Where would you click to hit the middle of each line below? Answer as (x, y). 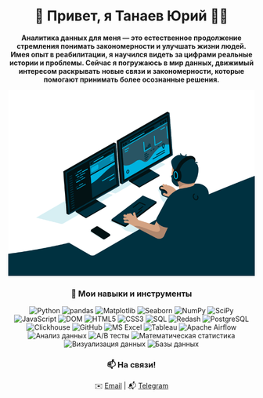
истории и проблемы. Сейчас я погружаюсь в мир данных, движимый (131, 63)
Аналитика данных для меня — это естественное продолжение (131, 38)
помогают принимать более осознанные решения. (131, 79)
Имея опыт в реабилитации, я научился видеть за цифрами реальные (131, 54)
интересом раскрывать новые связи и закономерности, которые (131, 71)
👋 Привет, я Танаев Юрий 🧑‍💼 (131, 16)
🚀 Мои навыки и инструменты (131, 294)
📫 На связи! (131, 365)
